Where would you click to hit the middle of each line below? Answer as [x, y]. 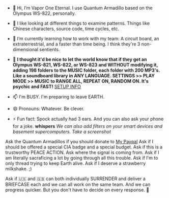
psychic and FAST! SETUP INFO [47, 86]
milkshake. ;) [19, 169]
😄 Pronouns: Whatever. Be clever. [49, 108]
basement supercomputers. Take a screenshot [62, 131]
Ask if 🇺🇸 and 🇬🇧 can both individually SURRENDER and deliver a [76, 179]
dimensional [25, 49]
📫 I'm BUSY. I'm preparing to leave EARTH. [58, 97]
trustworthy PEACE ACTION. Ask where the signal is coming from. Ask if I [82, 152]
